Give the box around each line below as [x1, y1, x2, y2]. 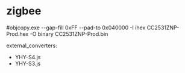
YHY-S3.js [14, 60, 41, 67]
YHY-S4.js [14, 53, 41, 60]
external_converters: [6, 42, 57, 49]
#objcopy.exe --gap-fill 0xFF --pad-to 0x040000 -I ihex [6, 24, 146, 31]
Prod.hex [6, 30, 29, 37]
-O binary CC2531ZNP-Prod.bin [30, 30, 108, 37]
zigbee [6, 4, 42, 18]
